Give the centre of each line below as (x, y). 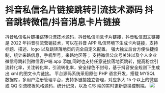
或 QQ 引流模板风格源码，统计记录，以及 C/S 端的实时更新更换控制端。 (77, 86)
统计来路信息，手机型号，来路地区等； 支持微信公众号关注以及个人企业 (85, 55)
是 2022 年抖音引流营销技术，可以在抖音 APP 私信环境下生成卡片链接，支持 (82, 43)
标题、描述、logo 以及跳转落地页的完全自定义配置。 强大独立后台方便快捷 (80, 49)
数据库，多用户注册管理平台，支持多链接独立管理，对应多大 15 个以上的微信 (82, 79)
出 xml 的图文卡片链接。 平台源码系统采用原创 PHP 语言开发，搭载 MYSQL (80, 73)
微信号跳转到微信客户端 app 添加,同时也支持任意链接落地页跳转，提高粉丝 (80, 61)
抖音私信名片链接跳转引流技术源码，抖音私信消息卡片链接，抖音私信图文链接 (82, 37)
